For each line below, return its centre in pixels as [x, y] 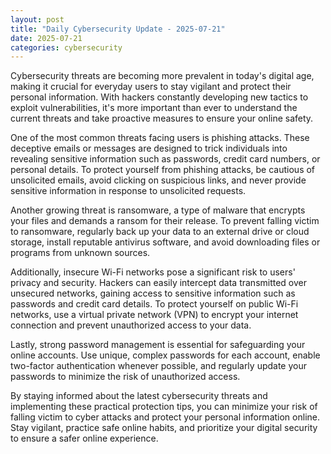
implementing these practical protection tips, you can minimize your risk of [164, 407]
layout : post [37, 19]
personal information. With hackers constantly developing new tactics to [159, 97]
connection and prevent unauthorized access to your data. [131, 325]
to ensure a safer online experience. [84, 438]
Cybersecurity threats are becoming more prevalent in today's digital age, [162, 76]
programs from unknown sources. [80, 253]
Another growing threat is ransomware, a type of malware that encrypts [158, 210]
